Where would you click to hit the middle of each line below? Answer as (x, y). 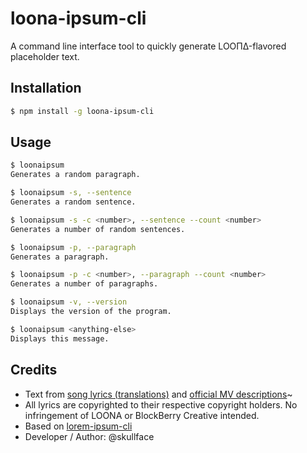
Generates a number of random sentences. (98, 229)
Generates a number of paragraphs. (84, 284)
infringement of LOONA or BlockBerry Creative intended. (142, 415)
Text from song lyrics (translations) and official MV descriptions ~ (158, 394)
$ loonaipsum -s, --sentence (71, 193)
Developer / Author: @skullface (89, 436)
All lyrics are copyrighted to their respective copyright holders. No (161, 404)
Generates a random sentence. (73, 202)
